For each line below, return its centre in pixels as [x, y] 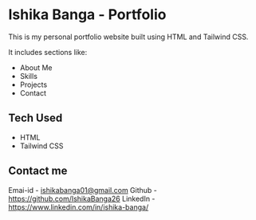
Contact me [38, 171]
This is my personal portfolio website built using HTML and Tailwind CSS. [128, 37]
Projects [33, 84]
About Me [36, 67]
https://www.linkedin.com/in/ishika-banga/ [79, 207]
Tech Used [35, 118]
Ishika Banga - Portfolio [87, 15]
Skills [29, 76]
